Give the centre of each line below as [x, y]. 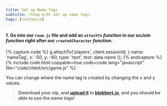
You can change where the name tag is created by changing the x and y [80, 77]
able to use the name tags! [46, 98]
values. [13, 83]
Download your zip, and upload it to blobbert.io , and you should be [89, 92]
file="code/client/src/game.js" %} [41, 68]
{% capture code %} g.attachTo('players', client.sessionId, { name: [75, 52]
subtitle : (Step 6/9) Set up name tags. [49, 15]
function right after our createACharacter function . [59, 40]
